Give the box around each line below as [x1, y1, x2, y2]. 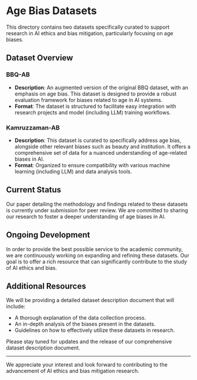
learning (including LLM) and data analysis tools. [14, 168, 133, 175]
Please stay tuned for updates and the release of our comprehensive [6, 338, 172, 345]
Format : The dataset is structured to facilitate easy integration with [14, 103, 176, 110]
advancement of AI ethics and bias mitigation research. [6, 368, 140, 375]
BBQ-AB [6, 70, 30, 79]
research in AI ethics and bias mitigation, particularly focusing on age [6, 29, 174, 36]
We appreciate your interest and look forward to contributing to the [6, 361, 168, 368]
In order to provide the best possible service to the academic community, [6, 245, 183, 253]
